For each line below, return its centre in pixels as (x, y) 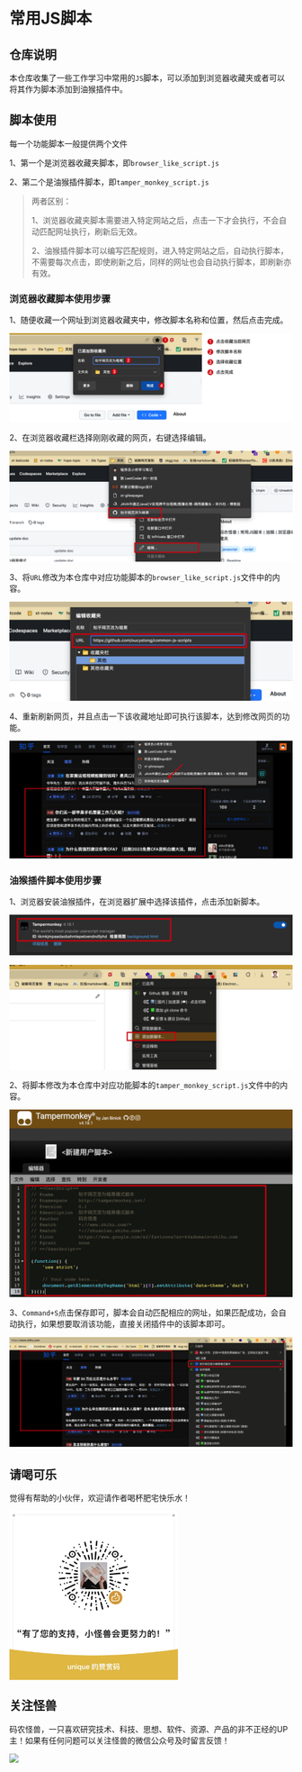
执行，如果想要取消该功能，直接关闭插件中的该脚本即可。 (123, 1323)
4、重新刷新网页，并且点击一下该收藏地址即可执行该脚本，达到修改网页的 (146, 716)
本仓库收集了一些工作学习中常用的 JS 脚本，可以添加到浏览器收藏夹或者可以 (147, 78)
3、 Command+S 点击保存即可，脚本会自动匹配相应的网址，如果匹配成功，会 (144, 1313)
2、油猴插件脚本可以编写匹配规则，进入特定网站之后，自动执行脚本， (160, 250)
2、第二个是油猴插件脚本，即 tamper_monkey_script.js (109, 182)
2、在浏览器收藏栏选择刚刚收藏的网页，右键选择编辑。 (110, 437)
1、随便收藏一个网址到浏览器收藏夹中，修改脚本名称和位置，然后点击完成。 (149, 320)
